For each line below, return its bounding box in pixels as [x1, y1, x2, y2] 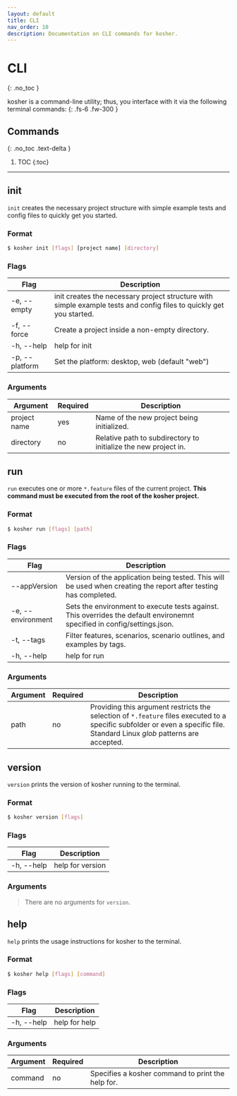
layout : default [7, 10, 55, 18]
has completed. [66, 590, 117, 600]
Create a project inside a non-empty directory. [54, 325, 209, 335]
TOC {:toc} [17, 158, 49, 166]
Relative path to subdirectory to [95, 433, 200, 442]
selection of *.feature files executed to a [90, 711, 226, 721]
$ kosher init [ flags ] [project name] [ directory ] [7, 245, 159, 252]
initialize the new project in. [95, 442, 186, 452]
